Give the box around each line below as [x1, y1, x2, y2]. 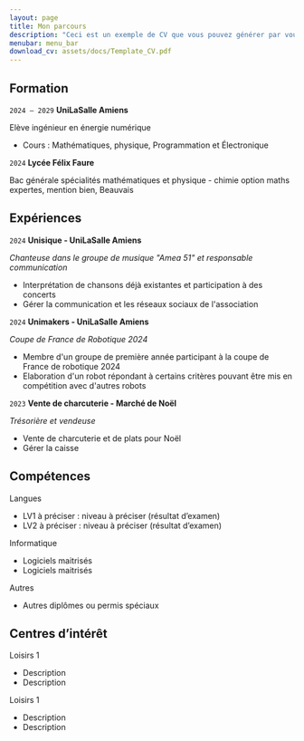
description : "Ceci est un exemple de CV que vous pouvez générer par [9, 30, 281, 39]
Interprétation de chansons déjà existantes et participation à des [22, 279, 263, 290]
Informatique [9, 537, 57, 548]
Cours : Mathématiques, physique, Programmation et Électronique [22, 140, 269, 150]
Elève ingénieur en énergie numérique [9, 121, 151, 132]
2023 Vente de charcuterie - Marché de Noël [9, 398, 177, 409]
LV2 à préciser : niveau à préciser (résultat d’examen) [22, 520, 223, 531]
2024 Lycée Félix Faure [9, 157, 95, 168]
